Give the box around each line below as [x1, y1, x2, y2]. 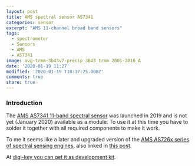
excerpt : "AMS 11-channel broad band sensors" [6, 25, 123, 31]
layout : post [6, 8, 38, 15]
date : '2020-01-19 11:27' [6, 63, 70, 69]
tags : [6, 31, 19, 36]
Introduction [6, 99, 42, 107]
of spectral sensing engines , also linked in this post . [6, 142, 132, 150]
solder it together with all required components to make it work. [6, 124, 160, 132]
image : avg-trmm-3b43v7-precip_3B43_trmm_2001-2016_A [6, 57, 141, 63]
